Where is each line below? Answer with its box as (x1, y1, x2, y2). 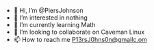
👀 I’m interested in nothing (13, 14, 88, 22)
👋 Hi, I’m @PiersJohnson (13, 7, 84, 14)
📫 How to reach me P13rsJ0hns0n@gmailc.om (13, 36, 147, 43)
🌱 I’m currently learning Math (13, 21, 96, 28)
